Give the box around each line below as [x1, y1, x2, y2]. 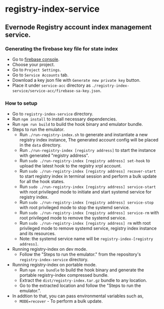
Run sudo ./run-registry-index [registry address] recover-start [19, 168, 156, 174]
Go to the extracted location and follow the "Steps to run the [19, 283, 141, 288]
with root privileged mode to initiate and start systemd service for [19, 189, 152, 195]
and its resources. [19, 231, 56, 237]
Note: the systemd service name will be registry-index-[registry [19, 236, 153, 242]
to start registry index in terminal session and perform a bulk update [19, 173, 157, 179]
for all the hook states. [19, 179, 65, 185]
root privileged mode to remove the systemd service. [19, 215, 127, 221]
